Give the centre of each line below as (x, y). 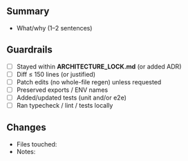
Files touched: (37, 144)
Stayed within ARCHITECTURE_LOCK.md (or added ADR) (99, 66)
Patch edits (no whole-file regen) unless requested (89, 82)
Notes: (26, 151)
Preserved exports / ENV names (62, 90)
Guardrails (29, 50)
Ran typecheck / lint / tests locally (65, 105)
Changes (26, 127)
